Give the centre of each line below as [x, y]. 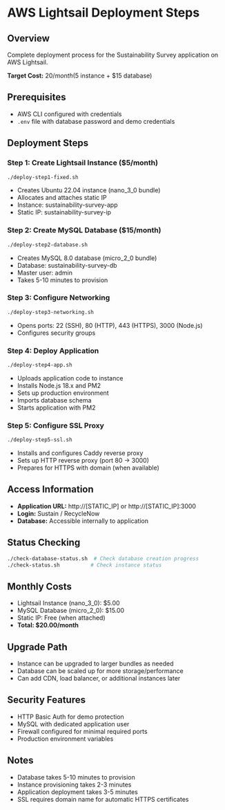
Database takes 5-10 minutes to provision [76, 777]
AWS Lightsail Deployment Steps [104, 13]
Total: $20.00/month [48, 625]
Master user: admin [45, 273]
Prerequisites [37, 97]
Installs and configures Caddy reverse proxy [80, 453]
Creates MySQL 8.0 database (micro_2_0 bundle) [87, 258]
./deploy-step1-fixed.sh [43, 177]
